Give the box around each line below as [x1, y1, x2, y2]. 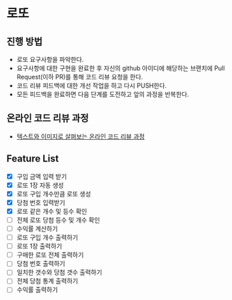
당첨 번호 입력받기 [16, 198, 65, 207]
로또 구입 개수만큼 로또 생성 [16, 189, 92, 198]
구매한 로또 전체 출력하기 [16, 251, 84, 259]
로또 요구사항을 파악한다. [16, 56, 84, 63]
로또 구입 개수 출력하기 [16, 233, 78, 242]
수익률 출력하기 [16, 285, 58, 294]
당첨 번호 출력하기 [16, 260, 65, 268]
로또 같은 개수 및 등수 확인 [16, 207, 88, 215]
